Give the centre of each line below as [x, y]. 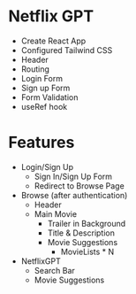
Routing [35, 69]
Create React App [53, 41]
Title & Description [81, 233]
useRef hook [44, 106]
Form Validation [49, 97]
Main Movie [55, 213]
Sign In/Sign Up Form [73, 176]
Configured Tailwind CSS [67, 50]
